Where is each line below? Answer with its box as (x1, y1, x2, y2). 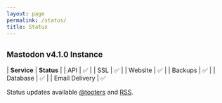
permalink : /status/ (6, 17, 67, 24)
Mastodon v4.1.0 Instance (6, 49, 103, 60)
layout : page (6, 10, 45, 18)
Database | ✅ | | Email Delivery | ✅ (6, 74, 106, 83)
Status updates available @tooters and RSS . (6, 88, 134, 97)
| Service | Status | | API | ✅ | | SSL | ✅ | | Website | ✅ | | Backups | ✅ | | (6, 66, 216, 74)
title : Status (6, 23, 48, 30)
